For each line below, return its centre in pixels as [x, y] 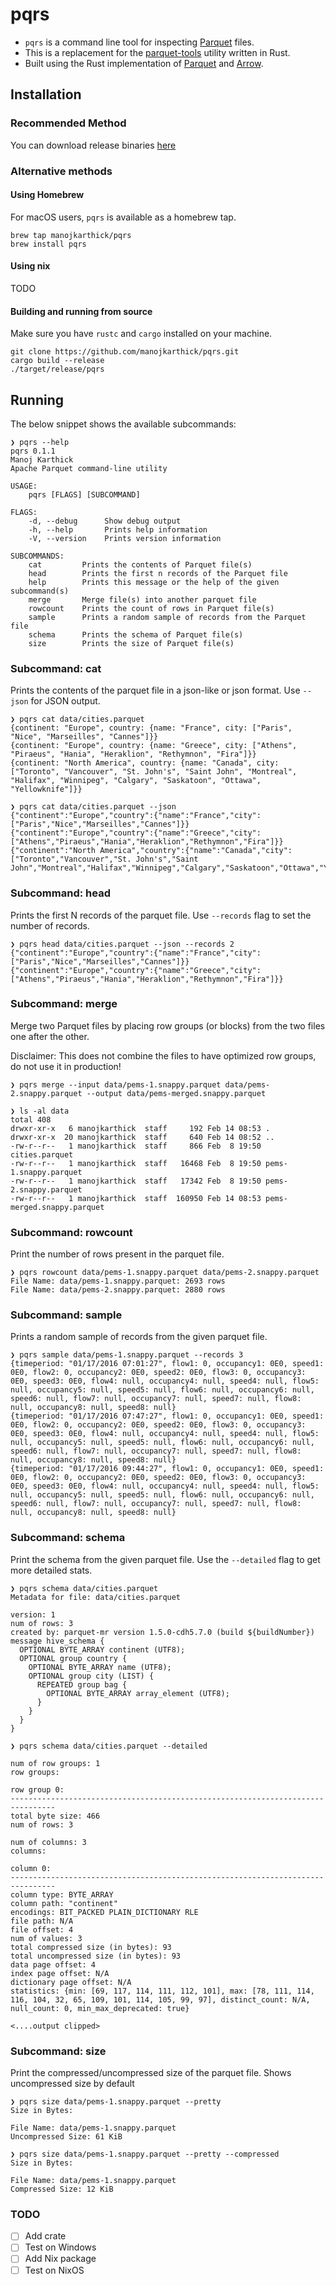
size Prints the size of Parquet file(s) [131, 643]
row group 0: [37, 1789]
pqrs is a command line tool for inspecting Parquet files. [139, 42]
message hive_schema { [57, 1641]
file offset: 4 [42, 1929]
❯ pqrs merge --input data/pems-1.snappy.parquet [116, 1084]
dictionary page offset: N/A [71, 1982]
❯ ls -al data [40, 1111]
